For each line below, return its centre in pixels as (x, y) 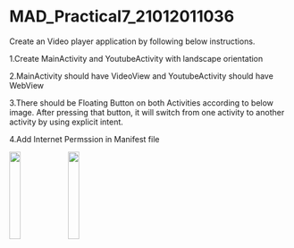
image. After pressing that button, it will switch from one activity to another (147, 112)
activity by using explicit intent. (66, 122)
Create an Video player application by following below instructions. (132, 41)
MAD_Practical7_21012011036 (122, 17)
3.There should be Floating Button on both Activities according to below (142, 103)
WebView (27, 85)
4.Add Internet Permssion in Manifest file (84, 139)
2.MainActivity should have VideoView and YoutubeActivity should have (142, 76)
